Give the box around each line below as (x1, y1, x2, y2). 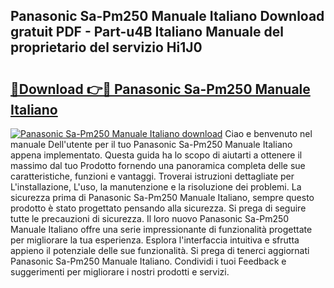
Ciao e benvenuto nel (224, 128, 313, 139)
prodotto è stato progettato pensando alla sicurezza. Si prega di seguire (10, 202, 307, 214)
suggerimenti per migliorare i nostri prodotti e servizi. (10, 266, 230, 278)
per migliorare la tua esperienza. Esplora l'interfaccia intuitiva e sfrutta (10, 234, 300, 246)
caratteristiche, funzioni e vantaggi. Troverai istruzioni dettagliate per (10, 170, 295, 182)
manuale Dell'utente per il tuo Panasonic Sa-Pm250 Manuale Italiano (10, 139, 293, 150)
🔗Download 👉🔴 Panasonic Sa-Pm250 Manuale (10, 80, 311, 98)
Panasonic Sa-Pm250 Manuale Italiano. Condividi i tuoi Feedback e (10, 255, 287, 267)
